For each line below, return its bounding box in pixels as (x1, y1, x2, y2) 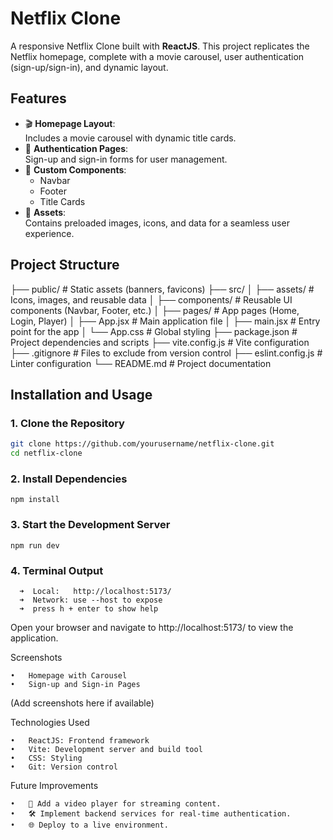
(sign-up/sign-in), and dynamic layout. (10, 61, 169, 73)
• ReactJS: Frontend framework (10, 735, 150, 746)
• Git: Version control (10, 762, 118, 772)
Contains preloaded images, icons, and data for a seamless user (24, 217, 290, 229)
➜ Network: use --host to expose (19, 595, 163, 605)
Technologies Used (10, 716, 90, 728)
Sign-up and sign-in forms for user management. (24, 153, 228, 165)
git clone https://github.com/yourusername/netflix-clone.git (10, 439, 275, 449)
